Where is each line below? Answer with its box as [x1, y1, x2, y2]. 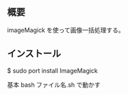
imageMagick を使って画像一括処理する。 [7, 26, 125, 34]
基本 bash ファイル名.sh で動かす [7, 81, 101, 89]
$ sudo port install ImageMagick [7, 66, 98, 74]
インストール [7, 48, 62, 59]
